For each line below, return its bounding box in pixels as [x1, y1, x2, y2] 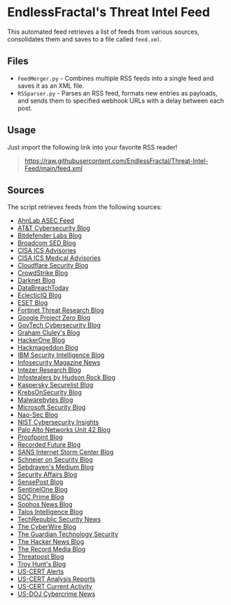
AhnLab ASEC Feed [17, 216, 75, 225]
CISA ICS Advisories [17, 247, 76, 255]
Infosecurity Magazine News [17, 358, 101, 367]
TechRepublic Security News [17, 515, 101, 523]
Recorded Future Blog [17, 441, 81, 449]
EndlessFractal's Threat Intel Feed [7, 4, 210, 20]
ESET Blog [17, 299, 48, 307]
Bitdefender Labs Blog [17, 231, 82, 240]
